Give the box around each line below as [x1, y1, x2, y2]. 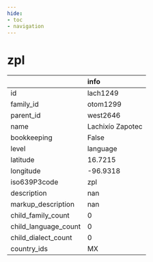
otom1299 [87, 100, 122, 109]
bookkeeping [10, 133, 53, 142]
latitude [10, 155, 35, 165]
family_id [10, 100, 39, 109]
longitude [10, 166, 41, 176]
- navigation [7, 23, 44, 29]
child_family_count [10, 211, 70, 220]
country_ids [10, 244, 48, 254]
